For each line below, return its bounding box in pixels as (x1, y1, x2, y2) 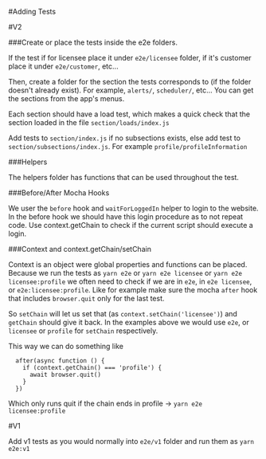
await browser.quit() (29, 371, 102, 379)
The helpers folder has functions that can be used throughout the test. (8, 173, 239, 182)
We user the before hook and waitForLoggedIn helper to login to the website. (8, 203, 259, 213)
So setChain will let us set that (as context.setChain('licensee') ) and (8, 309, 237, 318)
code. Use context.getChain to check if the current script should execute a (8, 221, 253, 229)
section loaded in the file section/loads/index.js (8, 118, 170, 127)
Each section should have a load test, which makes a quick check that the (8, 109, 251, 119)
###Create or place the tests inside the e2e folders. (8, 37, 178, 47)
